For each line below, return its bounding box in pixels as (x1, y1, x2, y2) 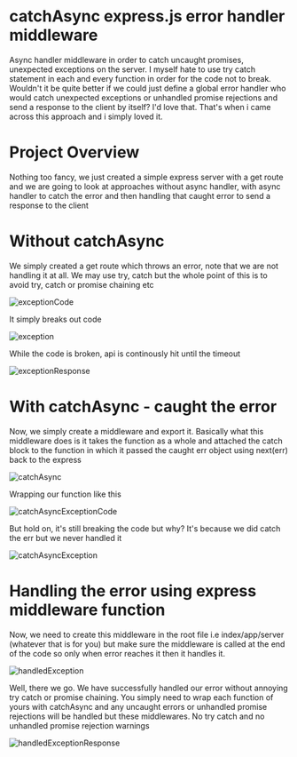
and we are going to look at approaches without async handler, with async (9, 180, 281, 192)
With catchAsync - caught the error (9, 397, 277, 417)
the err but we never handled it (9, 532, 122, 543)
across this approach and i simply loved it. (9, 111, 163, 122)
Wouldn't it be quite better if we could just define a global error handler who (9, 83, 286, 93)
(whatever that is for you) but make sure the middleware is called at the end (9, 638, 285, 649)
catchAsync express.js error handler (9, 6, 285, 27)
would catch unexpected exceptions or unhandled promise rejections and (9, 92, 277, 103)
